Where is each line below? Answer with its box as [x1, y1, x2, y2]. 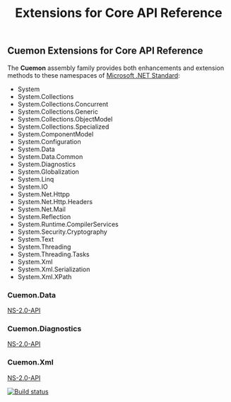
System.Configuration [17, 137, 81, 146]
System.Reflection [17, 212, 71, 220]
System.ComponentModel [17, 129, 94, 138]
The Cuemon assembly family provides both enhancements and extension [7, 64, 225, 72]
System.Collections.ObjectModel [17, 114, 113, 123]
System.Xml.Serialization [17, 265, 90, 273]
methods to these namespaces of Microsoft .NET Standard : [7, 71, 180, 79]
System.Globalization [17, 167, 80, 176]
